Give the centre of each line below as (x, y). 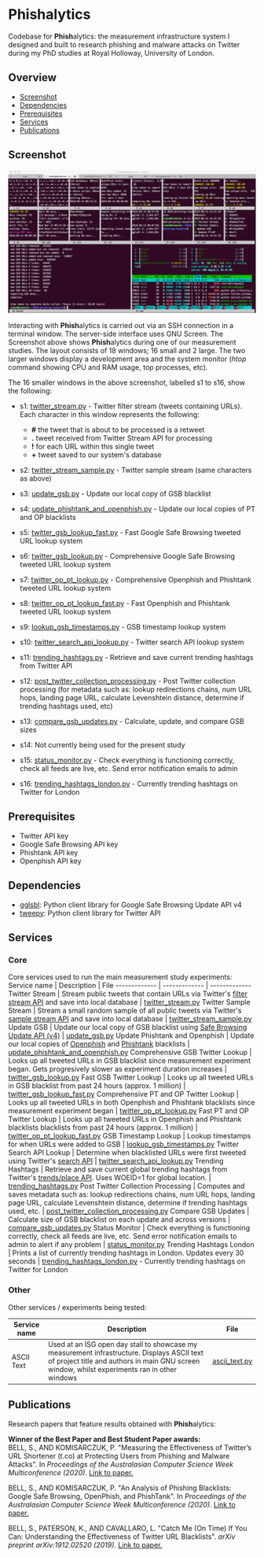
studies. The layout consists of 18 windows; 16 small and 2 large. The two (127, 350)
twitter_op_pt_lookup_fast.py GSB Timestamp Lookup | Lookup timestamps (130, 1136)
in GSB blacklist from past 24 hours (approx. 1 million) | (97, 1086)
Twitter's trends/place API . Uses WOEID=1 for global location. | (110, 1178)
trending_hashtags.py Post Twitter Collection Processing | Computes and (126, 1186)
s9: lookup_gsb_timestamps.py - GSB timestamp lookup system (123, 626)
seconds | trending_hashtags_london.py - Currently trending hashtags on (127, 1261)
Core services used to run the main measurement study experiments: (120, 977)
